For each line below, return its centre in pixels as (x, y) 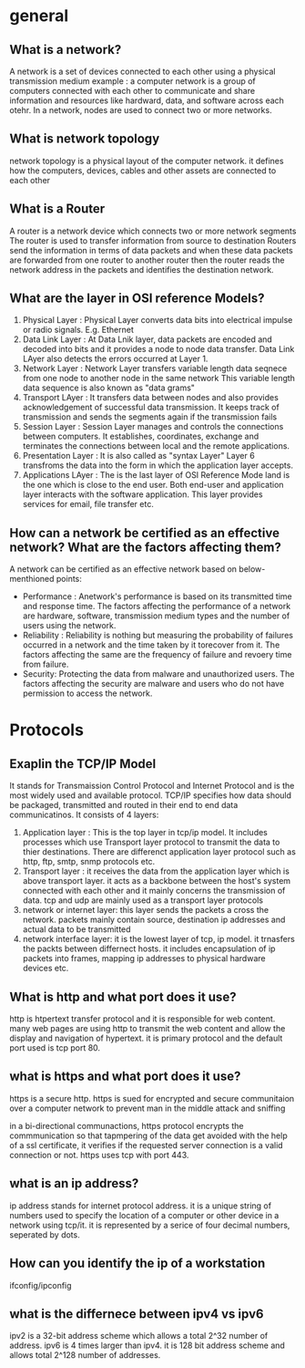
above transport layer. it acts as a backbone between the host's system (157, 881)
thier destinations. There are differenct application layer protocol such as (159, 852)
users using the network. (69, 626)
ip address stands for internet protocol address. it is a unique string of (140, 1206)
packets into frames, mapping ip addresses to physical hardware (144, 959)
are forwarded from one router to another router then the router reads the (147, 260)
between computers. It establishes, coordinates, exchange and (141, 436)
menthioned (32, 579)
